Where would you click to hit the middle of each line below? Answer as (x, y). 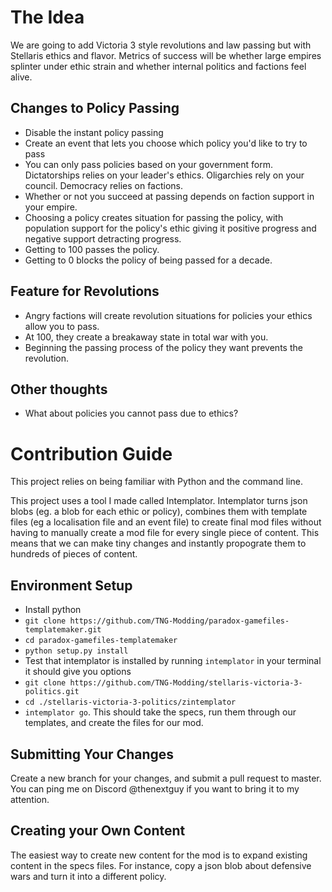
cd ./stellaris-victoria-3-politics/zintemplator (130, 702)
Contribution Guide (91, 453)
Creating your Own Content (98, 831)
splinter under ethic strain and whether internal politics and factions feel (158, 66)
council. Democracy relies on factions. (104, 185)
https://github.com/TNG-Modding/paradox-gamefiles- (179, 621)
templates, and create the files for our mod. (114, 723)
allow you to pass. (62, 326)
